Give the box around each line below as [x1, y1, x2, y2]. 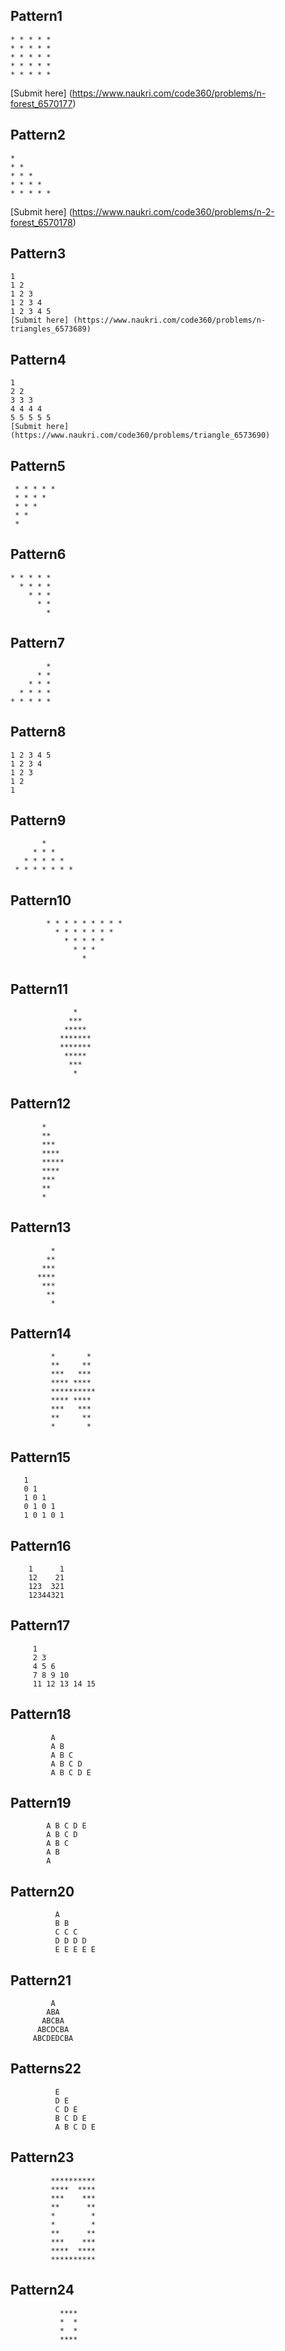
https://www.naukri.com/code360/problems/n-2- [71, 205, 275, 218]
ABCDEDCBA [32, 2034, 74, 2044]
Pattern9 [10, 812, 67, 829]
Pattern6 [10, 546, 67, 563]
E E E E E [54, 1945, 97, 1955]
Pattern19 [10, 1795, 72, 1812]
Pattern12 [10, 1095, 72, 1113]
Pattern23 [10, 2149, 75, 2166]
